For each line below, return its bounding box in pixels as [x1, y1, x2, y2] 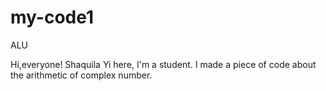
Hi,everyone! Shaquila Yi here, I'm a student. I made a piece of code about [10, 58, 317, 70]
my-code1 [10, 6, 95, 29]
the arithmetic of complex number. [10, 69, 153, 81]
